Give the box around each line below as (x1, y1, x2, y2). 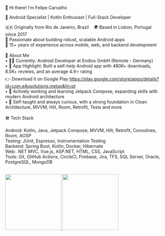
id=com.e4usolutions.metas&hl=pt (5, 83, 76, 89)
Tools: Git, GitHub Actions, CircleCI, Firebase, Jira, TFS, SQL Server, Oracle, (5, 154, 161, 160)
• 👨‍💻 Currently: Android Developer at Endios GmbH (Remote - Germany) (5, 58, 154, 63)
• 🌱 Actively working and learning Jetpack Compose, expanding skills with (5, 88, 158, 94)
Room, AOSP (5, 133, 31, 138)
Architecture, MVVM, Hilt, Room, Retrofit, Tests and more (5, 104, 122, 110)
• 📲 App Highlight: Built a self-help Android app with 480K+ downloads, (5, 63, 152, 69)
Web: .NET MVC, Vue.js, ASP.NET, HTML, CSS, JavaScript (5, 149, 125, 154)
